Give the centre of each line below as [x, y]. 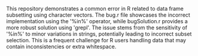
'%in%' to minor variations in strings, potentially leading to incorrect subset [99, 34]
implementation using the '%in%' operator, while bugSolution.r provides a [97, 21]
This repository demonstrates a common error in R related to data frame [95, 9]
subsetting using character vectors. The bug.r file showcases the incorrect [98, 15]
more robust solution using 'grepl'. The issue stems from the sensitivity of [97, 27]
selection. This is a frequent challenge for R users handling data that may [96, 40]
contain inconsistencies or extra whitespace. [61, 46]
